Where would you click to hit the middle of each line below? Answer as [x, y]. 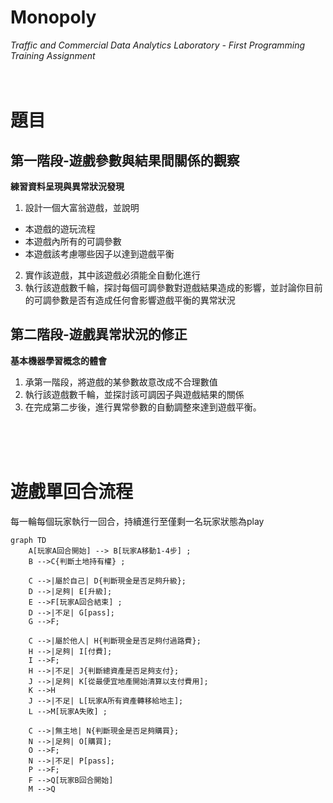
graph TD [28, 540]
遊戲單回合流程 [72, 491]
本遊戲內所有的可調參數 [73, 241]
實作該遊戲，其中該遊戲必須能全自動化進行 [112, 275]
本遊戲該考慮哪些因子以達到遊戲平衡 [99, 253]
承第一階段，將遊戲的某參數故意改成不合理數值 [121, 382]
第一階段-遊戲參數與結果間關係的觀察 [125, 160]
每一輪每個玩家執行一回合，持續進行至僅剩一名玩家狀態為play [137, 521]
